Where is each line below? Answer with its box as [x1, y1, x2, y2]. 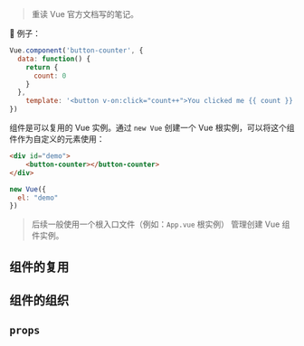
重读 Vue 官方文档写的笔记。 [31, 9, 138, 19]
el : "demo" [17, 193, 59, 202]
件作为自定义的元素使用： [9, 134, 105, 144]
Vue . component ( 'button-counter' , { [9, 46, 144, 55]
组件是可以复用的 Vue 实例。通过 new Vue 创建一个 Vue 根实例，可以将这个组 [9, 122, 295, 133]
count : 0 [33, 71, 67, 80]
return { [25, 62, 59, 71]
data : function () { [17, 54, 91, 63]
